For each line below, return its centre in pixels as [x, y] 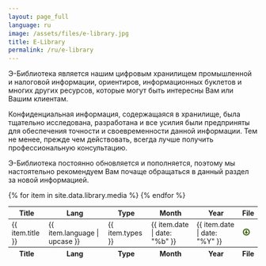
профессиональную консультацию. [68, 148]
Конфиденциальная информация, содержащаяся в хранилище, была [124, 114]
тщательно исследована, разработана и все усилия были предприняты [129, 123]
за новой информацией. [49, 180]
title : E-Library [37, 42]
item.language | [74, 233]
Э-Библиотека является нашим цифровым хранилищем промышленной [130, 74]
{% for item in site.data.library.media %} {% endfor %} [97, 196]
